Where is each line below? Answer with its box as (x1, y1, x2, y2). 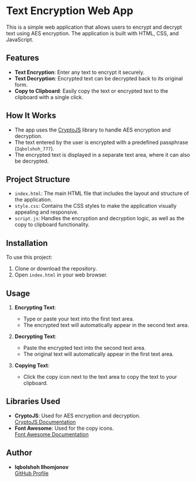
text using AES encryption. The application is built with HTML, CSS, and (6, 29, 179, 36)
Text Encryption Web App (6, 4, 133, 18)
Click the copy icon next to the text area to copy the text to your (23, 373, 177, 380)
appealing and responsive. (14, 208, 79, 215)
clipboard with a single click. (14, 93, 84, 100)
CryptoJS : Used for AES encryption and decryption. (14, 412, 140, 419)
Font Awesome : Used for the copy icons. (14, 424, 114, 432)
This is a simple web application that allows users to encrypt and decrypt (6, 23, 183, 31)
